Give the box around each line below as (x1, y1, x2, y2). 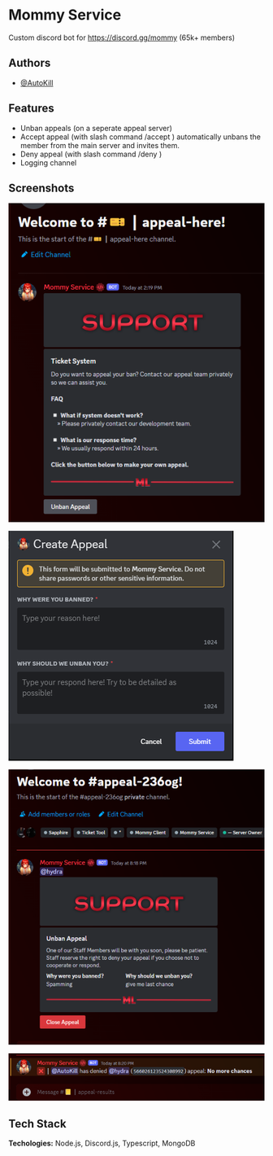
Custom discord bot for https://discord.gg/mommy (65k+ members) (8, 33, 236, 42)
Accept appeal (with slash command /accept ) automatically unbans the (19, 132, 262, 142)
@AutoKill (19, 77, 54, 87)
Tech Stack (8, 1117, 67, 1131)
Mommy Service (8, 6, 122, 24)
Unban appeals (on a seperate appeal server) (19, 123, 173, 133)
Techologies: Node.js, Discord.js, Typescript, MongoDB (8, 1138, 196, 1148)
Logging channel (19, 157, 77, 168)
